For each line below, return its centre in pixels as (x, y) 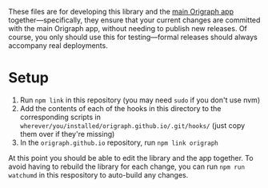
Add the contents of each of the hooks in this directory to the (120, 108)
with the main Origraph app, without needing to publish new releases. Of (128, 28)
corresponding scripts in (60, 117)
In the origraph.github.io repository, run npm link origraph (119, 142)
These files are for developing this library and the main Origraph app (121, 12)
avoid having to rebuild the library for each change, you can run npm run (127, 166)
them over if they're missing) (67, 134)
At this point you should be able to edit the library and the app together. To (131, 158)
